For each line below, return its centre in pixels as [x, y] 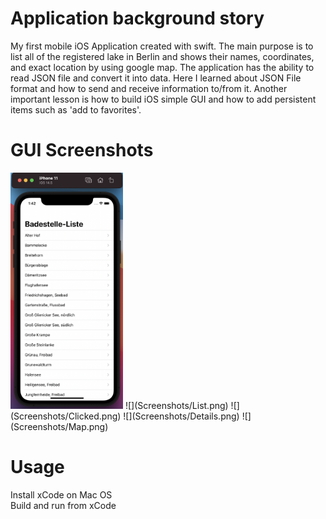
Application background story [137, 18]
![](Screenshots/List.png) [176, 405]
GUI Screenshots [82, 150]
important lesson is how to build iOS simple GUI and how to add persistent [163, 99]
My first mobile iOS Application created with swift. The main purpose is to [162, 46]
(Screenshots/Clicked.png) [66, 416]
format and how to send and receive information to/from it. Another [149, 88]
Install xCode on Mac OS [61, 494]
